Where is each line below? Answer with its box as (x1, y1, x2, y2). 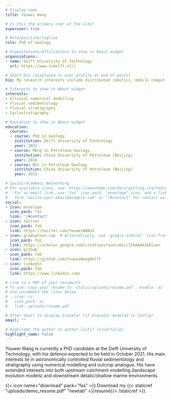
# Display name (5, 7, 38, 13)
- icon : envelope (5, 204, 42, 209)
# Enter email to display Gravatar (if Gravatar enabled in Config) (5, 313, 154, 318)
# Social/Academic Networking (5, 181, 70, 186)
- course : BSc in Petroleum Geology (10, 162, 88, 167)
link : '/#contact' (10, 214, 49, 219)
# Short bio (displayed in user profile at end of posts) (5, 72, 131, 78)
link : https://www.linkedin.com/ (10, 271, 81, 276)
